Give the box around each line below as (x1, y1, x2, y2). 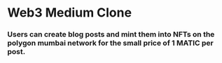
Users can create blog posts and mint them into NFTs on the (7, 30, 215, 39)
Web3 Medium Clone (7, 5, 132, 21)
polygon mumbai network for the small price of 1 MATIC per (7, 38, 214, 48)
